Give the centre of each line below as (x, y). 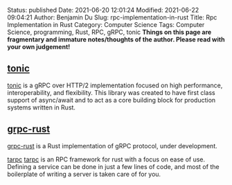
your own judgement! (39, 47)
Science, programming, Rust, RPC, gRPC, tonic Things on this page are (109, 32)
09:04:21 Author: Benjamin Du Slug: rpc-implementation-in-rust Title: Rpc (112, 17)
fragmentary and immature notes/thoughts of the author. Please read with (116, 39)
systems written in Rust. (42, 107)
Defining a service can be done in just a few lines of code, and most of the (113, 166)
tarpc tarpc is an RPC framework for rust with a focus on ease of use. (106, 159)
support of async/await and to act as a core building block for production (111, 100)
